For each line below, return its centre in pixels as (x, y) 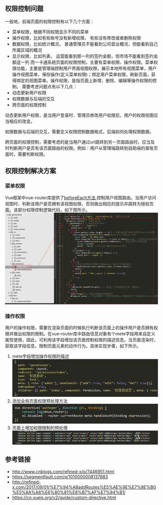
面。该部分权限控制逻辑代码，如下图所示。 (48, 210)
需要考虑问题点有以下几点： (49, 86)
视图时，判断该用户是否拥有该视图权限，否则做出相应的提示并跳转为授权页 (79, 204)
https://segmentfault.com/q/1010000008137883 (60, 477)
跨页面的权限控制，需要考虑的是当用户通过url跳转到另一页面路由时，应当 (78, 142)
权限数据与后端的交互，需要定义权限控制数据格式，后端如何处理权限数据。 (79, 131)
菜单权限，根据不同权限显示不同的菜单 (50, 32)
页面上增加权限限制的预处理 (40, 428)
